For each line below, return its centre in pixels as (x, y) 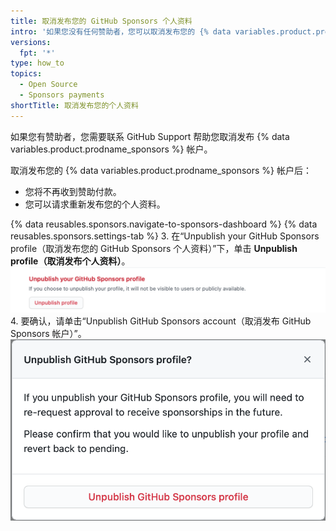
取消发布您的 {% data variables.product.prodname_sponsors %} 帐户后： (161, 170)
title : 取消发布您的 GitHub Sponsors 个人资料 (101, 21)
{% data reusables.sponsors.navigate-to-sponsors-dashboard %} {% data (164, 224)
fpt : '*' (37, 53)
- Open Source (48, 85)
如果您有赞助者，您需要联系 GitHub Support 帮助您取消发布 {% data (150, 136)
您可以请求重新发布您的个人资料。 (95, 204)
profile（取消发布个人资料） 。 (70, 261)
